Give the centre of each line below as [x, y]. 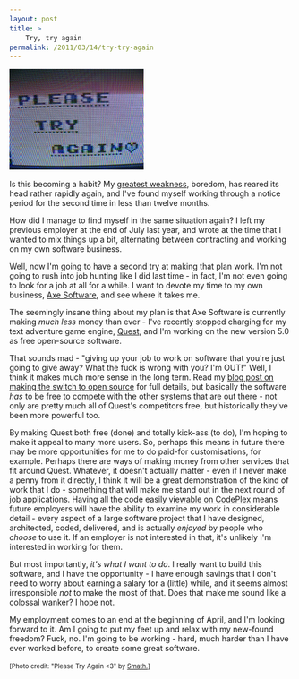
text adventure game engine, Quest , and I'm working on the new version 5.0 [149, 331]
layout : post [34, 19]
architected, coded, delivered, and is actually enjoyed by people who [137, 528]
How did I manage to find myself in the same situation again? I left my [137, 220]
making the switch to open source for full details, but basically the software [148, 387]
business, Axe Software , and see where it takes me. [105, 295]
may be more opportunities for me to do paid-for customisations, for [135, 451]
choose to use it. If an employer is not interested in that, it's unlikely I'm [140, 537]
